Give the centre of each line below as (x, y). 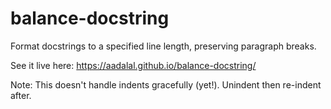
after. (21, 95)
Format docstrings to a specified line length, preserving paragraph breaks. (163, 46)
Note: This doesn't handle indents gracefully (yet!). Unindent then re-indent (166, 84)
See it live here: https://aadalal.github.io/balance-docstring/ (133, 65)
